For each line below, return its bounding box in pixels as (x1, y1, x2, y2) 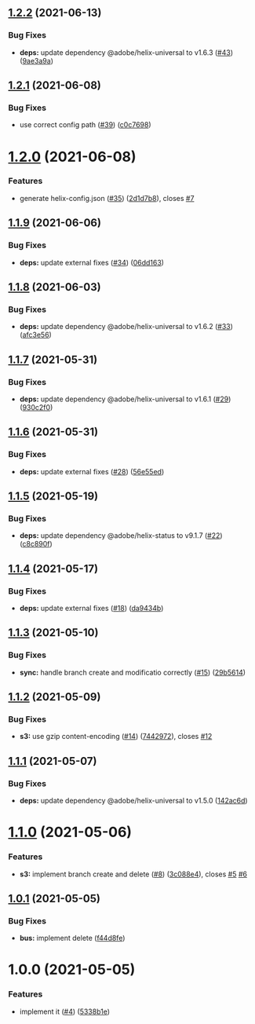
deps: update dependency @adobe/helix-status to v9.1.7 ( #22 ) (19, 531, 223, 540)
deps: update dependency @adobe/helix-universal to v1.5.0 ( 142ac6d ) (19, 796, 249, 806)
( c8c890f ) (19, 539, 53, 549)
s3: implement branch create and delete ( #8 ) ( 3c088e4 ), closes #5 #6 (19, 869, 247, 879)
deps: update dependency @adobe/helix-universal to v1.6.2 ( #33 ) (19, 322, 234, 331)
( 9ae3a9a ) (19, 56, 53, 65)
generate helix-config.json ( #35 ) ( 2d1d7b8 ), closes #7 (19, 193, 195, 203)
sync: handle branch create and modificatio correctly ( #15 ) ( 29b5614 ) (19, 667, 246, 677)
